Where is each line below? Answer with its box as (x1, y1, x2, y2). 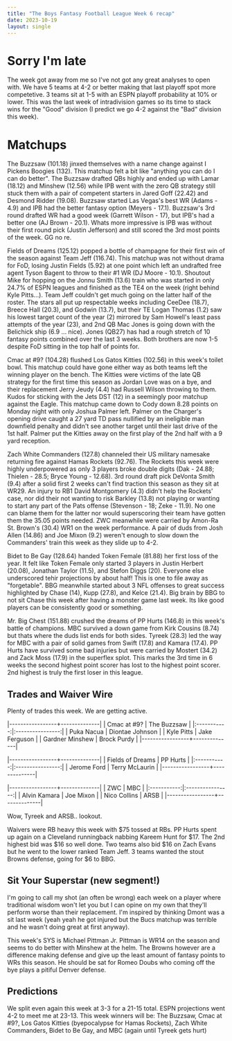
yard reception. (7, 437, 51, 445)
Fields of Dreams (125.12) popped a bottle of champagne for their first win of (7, 247, 225, 255)
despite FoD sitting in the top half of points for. (7, 342, 140, 350)
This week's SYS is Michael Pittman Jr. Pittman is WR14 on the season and (7, 936, 220, 944)
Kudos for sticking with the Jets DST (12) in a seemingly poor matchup (7, 393, 208, 401)
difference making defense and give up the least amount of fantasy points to (7, 950, 226, 959)
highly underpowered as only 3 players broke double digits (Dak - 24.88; (7, 465, 215, 473)
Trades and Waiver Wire (7, 688, 113, 700)
